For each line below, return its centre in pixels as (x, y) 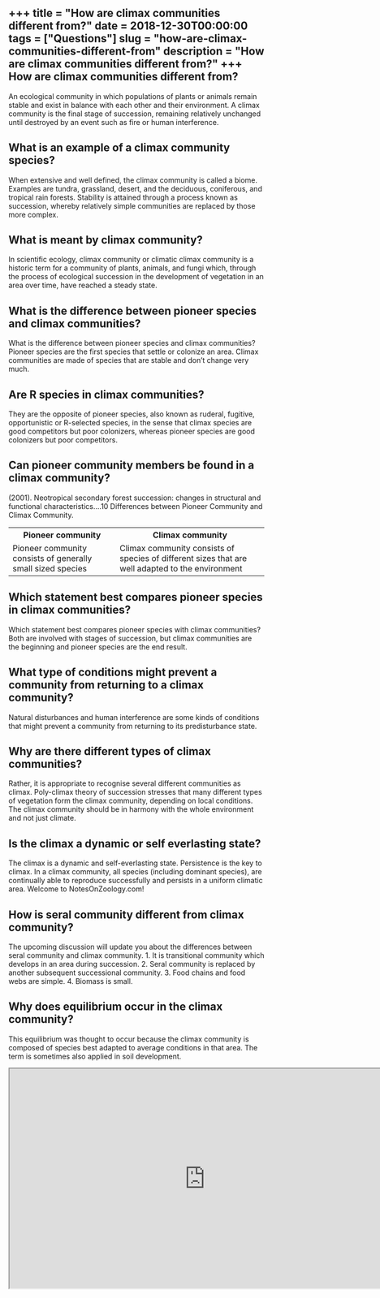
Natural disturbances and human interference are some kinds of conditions (134, 717)
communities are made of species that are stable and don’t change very (129, 360)
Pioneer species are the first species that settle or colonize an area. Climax (134, 351)
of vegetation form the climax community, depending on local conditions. (131, 801)
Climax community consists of (177, 548)
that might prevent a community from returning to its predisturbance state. (133, 726)
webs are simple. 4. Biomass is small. (71, 981)
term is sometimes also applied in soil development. (95, 1056)
